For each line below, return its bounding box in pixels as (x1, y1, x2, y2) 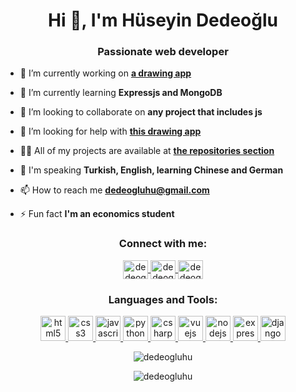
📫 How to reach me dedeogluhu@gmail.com (19, 184, 210, 196)
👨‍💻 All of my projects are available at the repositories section (19, 145, 275, 157)
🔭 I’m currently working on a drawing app (19, 67, 192, 79)
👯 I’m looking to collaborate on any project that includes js (19, 106, 263, 118)
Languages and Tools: (108, 292, 218, 306)
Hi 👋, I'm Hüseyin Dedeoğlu (48, 9, 278, 32)
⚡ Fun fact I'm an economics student (19, 208, 175, 220)
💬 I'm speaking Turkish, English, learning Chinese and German (19, 164, 284, 176)
